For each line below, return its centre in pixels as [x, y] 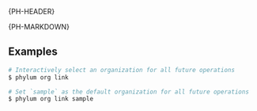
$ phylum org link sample [51, 99]
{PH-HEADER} [32, 11]
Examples [33, 52]
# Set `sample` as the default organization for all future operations [128, 92]
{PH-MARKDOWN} [39, 27]
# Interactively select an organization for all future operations [122, 70]
